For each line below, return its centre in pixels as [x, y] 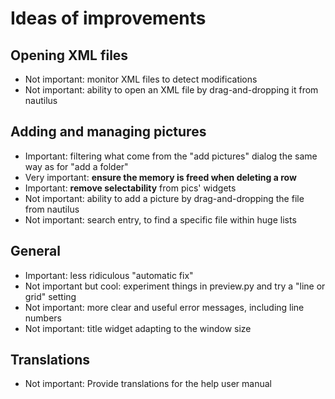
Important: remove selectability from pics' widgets [130, 188]
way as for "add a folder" [76, 166]
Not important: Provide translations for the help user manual [148, 384]
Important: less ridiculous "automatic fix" [109, 275]
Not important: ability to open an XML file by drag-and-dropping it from [171, 90]
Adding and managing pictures [108, 132]
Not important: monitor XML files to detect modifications [141, 79]
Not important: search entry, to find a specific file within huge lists [160, 219]
